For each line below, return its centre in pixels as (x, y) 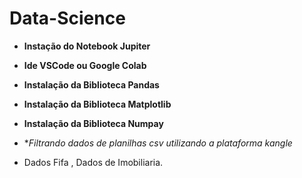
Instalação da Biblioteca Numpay (93, 123)
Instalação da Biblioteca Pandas (91, 84)
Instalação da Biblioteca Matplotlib (97, 104)
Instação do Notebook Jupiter (87, 46)
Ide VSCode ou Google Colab (85, 65)
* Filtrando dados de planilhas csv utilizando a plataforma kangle (158, 143)
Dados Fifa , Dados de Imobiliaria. (93, 162)
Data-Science (67, 18)
